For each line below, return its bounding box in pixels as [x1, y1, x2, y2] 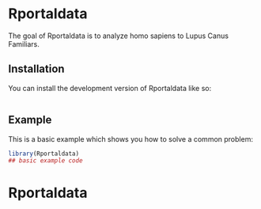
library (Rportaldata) [8, 150, 80, 158]
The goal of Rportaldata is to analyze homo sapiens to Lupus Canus [8, 31, 229, 40]
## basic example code [8, 157, 83, 165]
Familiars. [8, 39, 40, 48]
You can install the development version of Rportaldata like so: [8, 83, 212, 93]
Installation [8, 63, 65, 76]
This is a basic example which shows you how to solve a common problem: [8, 134, 253, 143]
